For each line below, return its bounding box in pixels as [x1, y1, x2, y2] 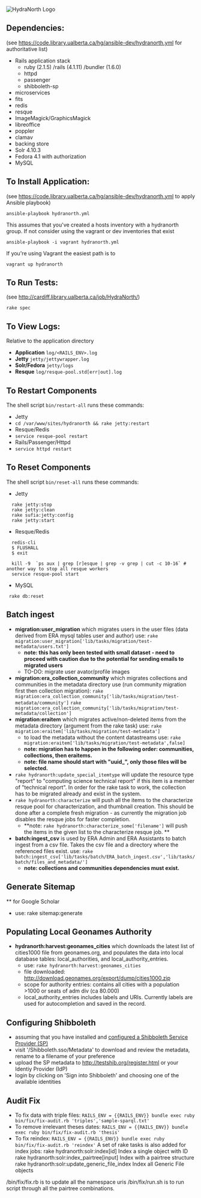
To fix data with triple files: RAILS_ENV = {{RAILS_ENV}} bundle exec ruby [14, 1111, 195, 1119]
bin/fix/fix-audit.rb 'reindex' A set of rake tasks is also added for [14, 1141, 186, 1148]
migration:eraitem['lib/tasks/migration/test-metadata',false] [23, 740, 186, 746]
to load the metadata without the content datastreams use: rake [23, 734, 181, 741]
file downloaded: [23, 968, 66, 976]
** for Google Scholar [6, 898, 60, 905]
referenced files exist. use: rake [14, 847, 93, 854]
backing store [14, 140, 49, 147]
